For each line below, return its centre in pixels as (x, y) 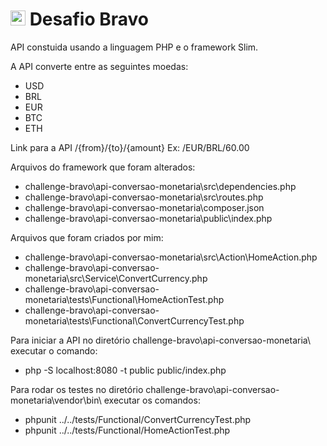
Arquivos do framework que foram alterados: (103, 167)
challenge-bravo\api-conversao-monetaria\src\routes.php (144, 197)
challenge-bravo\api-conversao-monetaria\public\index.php (148, 218)
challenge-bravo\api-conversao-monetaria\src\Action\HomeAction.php (171, 257)
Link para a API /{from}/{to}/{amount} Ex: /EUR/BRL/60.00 (130, 147)
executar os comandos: (152, 400)
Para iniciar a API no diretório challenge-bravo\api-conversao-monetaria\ (161, 340)
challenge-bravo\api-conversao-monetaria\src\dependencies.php (160, 186)
